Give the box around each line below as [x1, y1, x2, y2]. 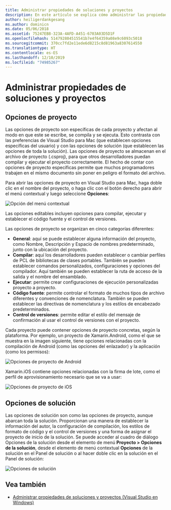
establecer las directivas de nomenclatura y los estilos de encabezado [12, 301, 161, 307]
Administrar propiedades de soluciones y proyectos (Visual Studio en [12, 494, 158, 500]
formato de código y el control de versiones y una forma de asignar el [5, 429, 152, 435]
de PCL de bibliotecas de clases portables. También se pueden [12, 258, 146, 264]
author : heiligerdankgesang [5, 17, 65, 22]
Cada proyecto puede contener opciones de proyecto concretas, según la [5, 327, 160, 333]
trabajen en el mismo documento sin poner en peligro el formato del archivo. [5, 170, 166, 176]
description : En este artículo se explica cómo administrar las [5, 12, 145, 17]
